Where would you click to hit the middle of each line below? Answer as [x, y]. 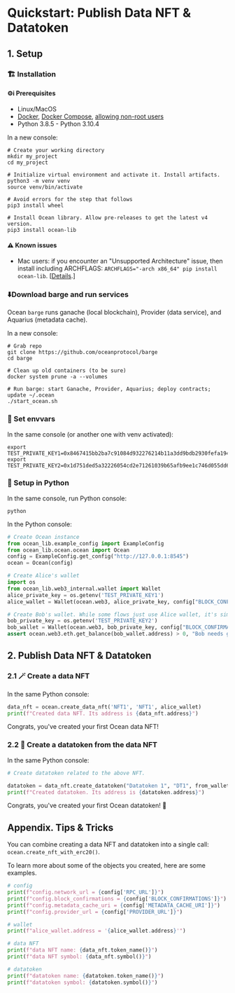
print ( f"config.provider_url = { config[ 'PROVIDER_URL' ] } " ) [95, 912]
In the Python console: [40, 524]
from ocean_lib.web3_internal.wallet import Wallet [84, 589]
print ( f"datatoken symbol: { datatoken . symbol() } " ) [83, 982]
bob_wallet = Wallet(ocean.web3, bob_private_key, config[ [95, 628]
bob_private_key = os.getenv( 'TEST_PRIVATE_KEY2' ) [83, 621]
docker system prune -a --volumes [58, 377]
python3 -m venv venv [39, 181]
